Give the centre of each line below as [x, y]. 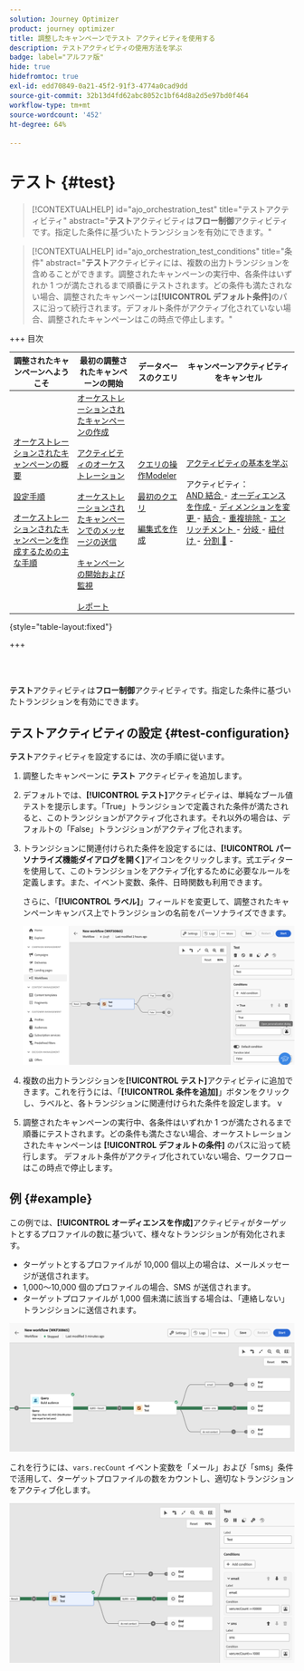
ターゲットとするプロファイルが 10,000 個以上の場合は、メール [140, 1264]
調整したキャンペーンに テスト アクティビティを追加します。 [134, 776]
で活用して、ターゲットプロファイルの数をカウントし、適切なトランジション [152, 1479]
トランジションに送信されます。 [82, 1309]
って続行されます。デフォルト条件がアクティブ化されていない [169, 308]
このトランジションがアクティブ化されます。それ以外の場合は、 [165, 818]
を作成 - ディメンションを [234, 507]
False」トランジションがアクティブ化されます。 [158, 829]
